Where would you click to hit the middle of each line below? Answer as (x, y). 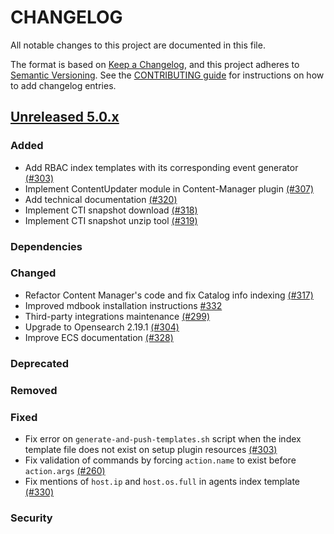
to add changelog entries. (63, 85)
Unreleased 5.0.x (65, 117)
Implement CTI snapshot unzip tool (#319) (111, 220)
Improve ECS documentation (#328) (99, 337)
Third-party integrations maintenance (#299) (117, 316)
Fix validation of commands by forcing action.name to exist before (160, 460)
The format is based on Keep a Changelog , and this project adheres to (155, 64)
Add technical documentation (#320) (101, 199)
